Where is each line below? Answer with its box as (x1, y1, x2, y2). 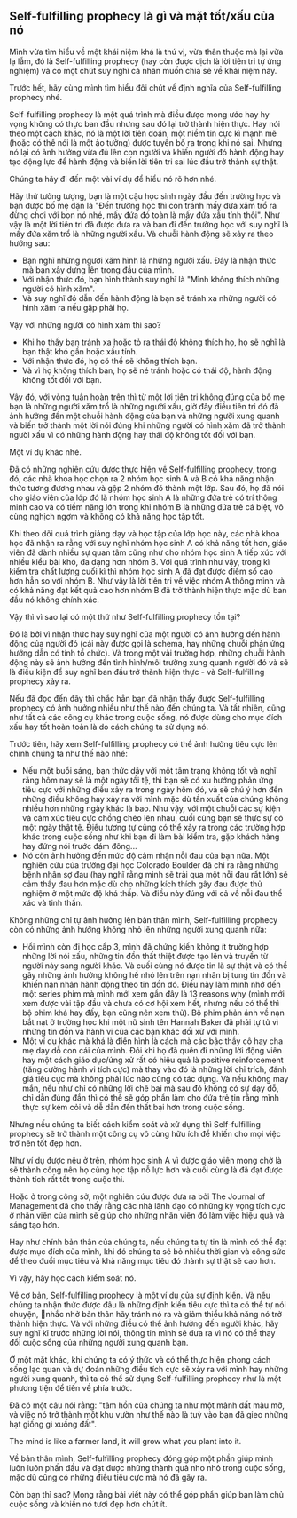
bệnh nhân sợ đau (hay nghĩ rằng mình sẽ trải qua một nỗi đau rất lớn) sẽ (21, 869, 288, 879)
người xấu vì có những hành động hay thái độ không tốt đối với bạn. (9, 429, 256, 440)
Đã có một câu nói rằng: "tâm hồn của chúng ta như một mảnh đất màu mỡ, (9, 1400, 285, 1411)
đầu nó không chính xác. (9, 594, 100, 605)
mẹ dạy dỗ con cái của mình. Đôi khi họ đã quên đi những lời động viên (21, 1045, 282, 1055)
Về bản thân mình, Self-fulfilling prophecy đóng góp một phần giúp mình (9, 1453, 273, 1464)
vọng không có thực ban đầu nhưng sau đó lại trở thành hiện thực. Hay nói (9, 118, 281, 129)
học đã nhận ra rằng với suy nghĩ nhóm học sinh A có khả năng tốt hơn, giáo (9, 537, 288, 548)
